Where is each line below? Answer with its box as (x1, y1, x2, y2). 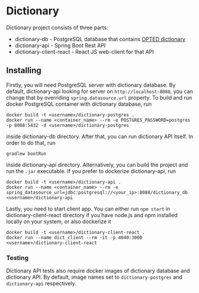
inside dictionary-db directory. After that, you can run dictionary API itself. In (6, 132, 194, 140)
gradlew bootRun (6, 150, 46, 156)
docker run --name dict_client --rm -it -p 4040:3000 (6, 235, 143, 240)
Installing (6, 66, 42, 76)
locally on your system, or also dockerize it (6, 218, 111, 225)
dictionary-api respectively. (6, 280, 76, 287)
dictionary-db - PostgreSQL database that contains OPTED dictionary (14, 35, 186, 42)
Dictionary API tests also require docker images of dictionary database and (6, 267, 191, 275)
